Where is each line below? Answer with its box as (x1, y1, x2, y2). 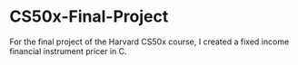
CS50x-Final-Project (9, 6, 169, 27)
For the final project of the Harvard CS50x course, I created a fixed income (9, 36, 290, 47)
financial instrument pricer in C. (9, 45, 127, 56)
